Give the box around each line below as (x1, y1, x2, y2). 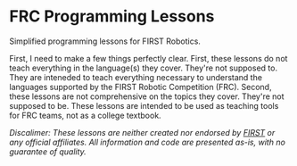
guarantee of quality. (9, 145, 87, 157)
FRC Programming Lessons (9, 6, 215, 27)
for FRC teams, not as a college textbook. (9, 110, 162, 120)
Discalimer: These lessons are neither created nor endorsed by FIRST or (9, 127, 276, 137)
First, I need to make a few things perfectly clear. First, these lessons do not (9, 53, 288, 63)
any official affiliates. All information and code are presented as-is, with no (9, 137, 285, 147)
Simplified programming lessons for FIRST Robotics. (9, 36, 201, 46)
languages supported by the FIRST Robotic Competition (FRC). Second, (9, 81, 272, 92)
